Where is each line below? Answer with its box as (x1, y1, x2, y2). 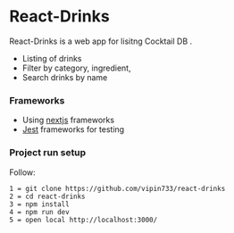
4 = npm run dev (9, 207, 70, 216)
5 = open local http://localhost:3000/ (9, 215, 158, 224)
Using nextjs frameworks (21, 114, 114, 126)
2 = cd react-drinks (9, 192, 87, 201)
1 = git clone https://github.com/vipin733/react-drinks (9, 184, 226, 193)
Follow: (9, 167, 36, 178)
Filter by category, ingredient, (21, 62, 131, 73)
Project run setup (9, 146, 87, 159)
